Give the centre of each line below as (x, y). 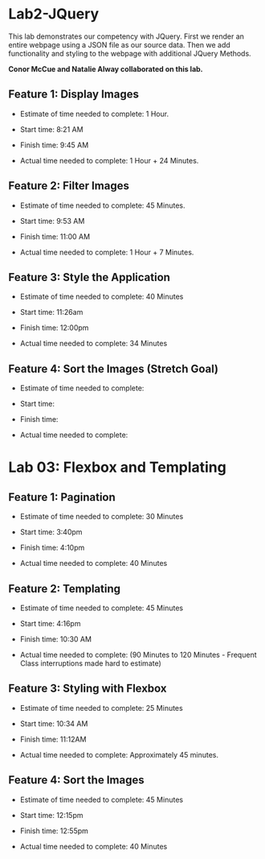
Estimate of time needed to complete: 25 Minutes (101, 708)
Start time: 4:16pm (50, 624)
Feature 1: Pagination (62, 497)
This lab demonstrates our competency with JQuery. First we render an (126, 36)
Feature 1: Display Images (73, 95)
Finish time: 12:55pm (54, 831)
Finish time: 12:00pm (54, 328)
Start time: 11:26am (51, 312)
